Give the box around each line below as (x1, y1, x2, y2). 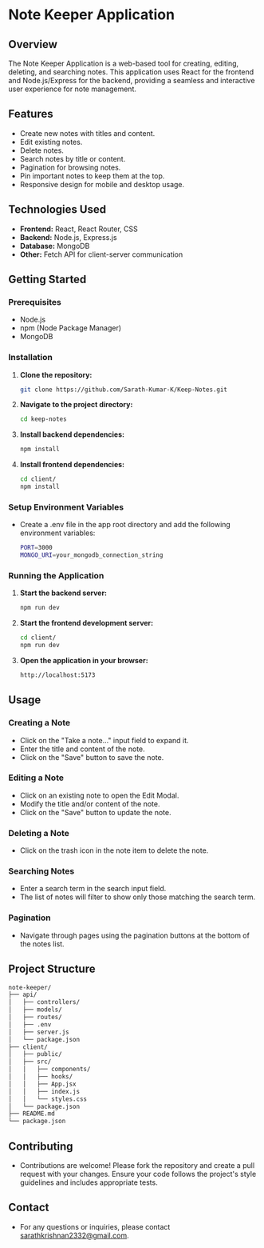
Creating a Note (8, 718, 71, 729)
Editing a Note (8, 772, 64, 783)
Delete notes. (19, 146, 64, 155)
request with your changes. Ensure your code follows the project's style (19, 1169, 257, 1178)
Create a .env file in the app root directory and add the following (19, 520, 231, 530)
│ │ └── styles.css (8, 1094, 88, 1103)
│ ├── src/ (8, 1058, 52, 1066)
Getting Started (8, 273, 87, 286)
